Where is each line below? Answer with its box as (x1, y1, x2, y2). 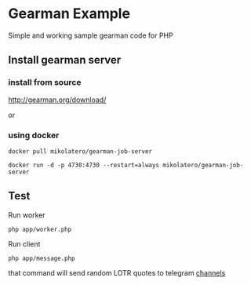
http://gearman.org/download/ (8, 95, 107, 104)
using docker (8, 130, 60, 141)
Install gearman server (8, 53, 122, 67)
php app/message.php (8, 254, 76, 262)
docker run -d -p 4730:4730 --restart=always (8, 161, 159, 169)
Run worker (8, 210, 45, 220)
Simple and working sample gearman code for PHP (8, 31, 174, 40)
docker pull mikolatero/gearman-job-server (8, 147, 153, 155)
